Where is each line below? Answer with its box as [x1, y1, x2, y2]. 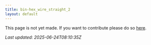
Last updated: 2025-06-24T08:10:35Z [5, 34, 82, 40]
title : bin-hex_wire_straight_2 [5, 7, 70, 12]
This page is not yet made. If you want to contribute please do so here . [5, 25, 147, 30]
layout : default [5, 12, 38, 16]
